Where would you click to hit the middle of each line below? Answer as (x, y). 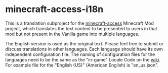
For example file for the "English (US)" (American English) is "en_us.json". (82, 65)
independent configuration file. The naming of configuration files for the (80, 54)
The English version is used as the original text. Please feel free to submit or (84, 43)
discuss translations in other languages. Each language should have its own (84, 49)
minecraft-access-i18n (54, 9)
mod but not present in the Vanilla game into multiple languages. (72, 34)
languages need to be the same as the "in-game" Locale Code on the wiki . (83, 59)
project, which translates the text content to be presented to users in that (81, 28)
